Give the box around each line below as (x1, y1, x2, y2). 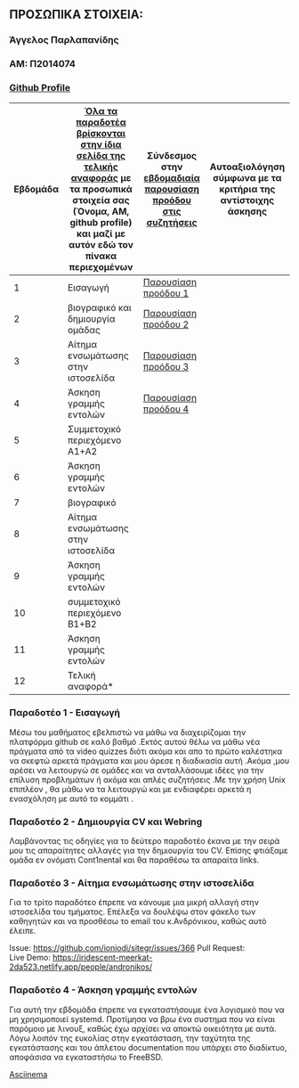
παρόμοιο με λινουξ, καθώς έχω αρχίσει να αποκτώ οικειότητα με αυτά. (9, 1023, 278, 1034)
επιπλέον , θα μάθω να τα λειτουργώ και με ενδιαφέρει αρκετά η (9, 783, 252, 794)
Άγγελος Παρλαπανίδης (9, 34, 119, 46)
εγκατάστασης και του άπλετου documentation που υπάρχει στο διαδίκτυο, (9, 1042, 287, 1052)
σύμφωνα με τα (212, 171, 282, 184)
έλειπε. (9, 926, 36, 937)
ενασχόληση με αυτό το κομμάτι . (9, 793, 133, 804)
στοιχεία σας (72, 193, 131, 206)
